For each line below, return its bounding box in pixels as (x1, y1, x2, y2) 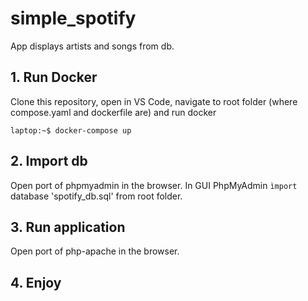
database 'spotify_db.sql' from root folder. (10, 190, 183, 202)
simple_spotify (10, 7, 137, 30)
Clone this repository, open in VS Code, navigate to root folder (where (10, 95, 298, 107)
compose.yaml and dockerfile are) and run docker (10, 106, 217, 118)
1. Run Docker (10, 69, 98, 86)
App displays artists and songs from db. (10, 40, 175, 52)
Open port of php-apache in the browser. (10, 245, 180, 257)
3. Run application (10, 218, 126, 236)
